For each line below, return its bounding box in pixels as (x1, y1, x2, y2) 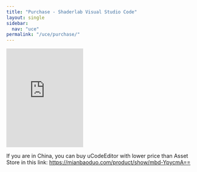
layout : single (6, 15, 45, 21)
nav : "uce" (12, 26, 40, 32)
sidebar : (6, 20, 29, 26)
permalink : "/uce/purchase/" (6, 32, 80, 38)
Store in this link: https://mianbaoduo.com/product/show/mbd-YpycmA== (6, 159, 191, 166)
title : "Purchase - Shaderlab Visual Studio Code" (6, 9, 137, 15)
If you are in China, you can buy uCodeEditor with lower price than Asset (6, 153, 188, 160)
